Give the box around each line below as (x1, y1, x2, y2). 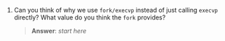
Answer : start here (31, 27, 87, 35)
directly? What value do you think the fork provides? (13, 13, 166, 22)
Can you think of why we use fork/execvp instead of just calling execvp (13, 6, 219, 14)
